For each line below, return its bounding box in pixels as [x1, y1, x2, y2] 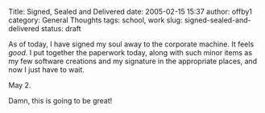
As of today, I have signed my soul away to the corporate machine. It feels [8, 39, 255, 49]
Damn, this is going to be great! [8, 96, 113, 105]
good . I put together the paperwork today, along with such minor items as [8, 48, 252, 57]
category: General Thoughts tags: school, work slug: [8, 15, 183, 25]
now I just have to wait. [8, 65, 85, 75]
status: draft [40, 24, 82, 33]
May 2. [8, 80, 31, 90]
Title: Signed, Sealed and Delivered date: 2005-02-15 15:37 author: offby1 [8, 7, 252, 16]
